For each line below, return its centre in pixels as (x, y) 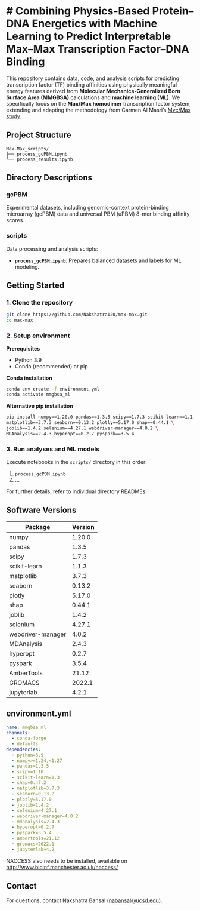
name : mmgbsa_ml (26, 727)
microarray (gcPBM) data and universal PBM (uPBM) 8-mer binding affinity (98, 214)
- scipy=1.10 (28, 771)
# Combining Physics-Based (78, 11)
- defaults (25, 744)
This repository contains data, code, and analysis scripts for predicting (93, 78)
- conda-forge (29, 739)
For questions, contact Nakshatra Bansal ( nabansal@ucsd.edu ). (84, 900)
